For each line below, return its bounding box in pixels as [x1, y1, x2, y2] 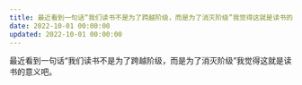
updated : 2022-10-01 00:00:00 [9, 30, 123, 38]
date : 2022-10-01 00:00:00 [9, 21, 111, 30]
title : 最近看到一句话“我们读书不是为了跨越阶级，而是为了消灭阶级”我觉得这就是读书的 [9, 13, 294, 22]
